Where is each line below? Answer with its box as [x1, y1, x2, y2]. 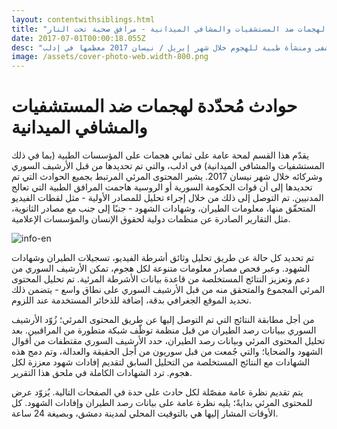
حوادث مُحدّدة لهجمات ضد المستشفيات [11, 95, 298, 118]
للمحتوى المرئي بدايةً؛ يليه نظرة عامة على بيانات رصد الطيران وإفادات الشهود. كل [11, 397, 313, 409]
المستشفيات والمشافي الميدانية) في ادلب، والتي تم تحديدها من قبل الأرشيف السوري [11, 160, 325, 172]
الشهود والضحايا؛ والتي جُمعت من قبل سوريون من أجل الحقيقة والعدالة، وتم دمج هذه [11, 346, 323, 358]
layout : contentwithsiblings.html [11, 14, 156, 25]
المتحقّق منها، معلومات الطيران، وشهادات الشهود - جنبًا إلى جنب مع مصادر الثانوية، [11, 202, 316, 215]
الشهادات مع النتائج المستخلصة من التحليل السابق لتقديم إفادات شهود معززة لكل [11, 356, 311, 368]
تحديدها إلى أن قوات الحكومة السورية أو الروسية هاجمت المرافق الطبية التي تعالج [11, 181, 313, 193]
